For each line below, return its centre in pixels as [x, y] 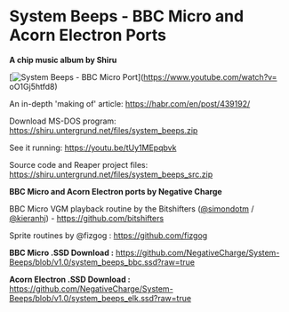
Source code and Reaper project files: [79, 164]
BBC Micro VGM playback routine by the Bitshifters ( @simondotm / [132, 208]
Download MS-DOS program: [63, 121]
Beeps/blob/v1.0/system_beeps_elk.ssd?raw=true [100, 298]
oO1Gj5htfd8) [33, 86]
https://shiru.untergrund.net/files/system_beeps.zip [104, 130]
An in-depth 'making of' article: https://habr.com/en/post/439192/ [130, 103]
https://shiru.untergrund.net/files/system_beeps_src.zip [111, 174]
